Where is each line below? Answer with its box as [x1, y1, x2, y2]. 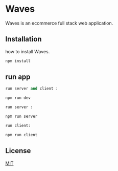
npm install [5, 58, 31, 63]
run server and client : [5, 86, 58, 91]
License [5, 146, 31, 155]
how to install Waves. [5, 48, 50, 54]
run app [5, 73, 31, 81]
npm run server [5, 114, 38, 119]
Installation [5, 35, 42, 44]
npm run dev [5, 95, 31, 100]
